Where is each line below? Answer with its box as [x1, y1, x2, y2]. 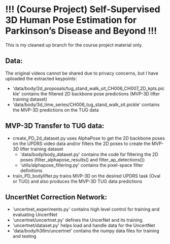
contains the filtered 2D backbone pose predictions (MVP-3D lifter [21, 90, 160, 97]
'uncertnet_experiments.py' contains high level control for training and [12, 206, 160, 213]
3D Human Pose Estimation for [5, 14, 137, 26]
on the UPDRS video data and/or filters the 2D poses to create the [12, 141, 151, 147]
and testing [12, 233, 37, 239]
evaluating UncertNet [12, 212, 57, 218]
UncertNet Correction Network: [5, 193, 108, 201]
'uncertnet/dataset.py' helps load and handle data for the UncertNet [12, 222, 155, 229]
